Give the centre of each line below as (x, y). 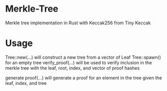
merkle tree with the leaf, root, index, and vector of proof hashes (73, 68)
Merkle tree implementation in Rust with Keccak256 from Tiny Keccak (78, 23)
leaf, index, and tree (26, 83)
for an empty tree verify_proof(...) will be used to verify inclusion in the (79, 62)
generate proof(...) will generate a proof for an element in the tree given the (84, 78)
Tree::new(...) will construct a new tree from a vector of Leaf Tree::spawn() (83, 57)
